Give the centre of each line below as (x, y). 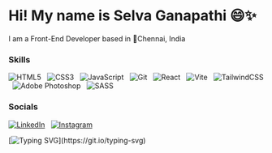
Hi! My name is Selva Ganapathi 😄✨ (133, 16)
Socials (23, 107)
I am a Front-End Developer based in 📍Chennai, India (97, 38)
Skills (19, 59)
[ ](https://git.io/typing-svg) (77, 140)
